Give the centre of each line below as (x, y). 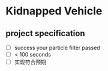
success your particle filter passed (57, 48)
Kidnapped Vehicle (54, 11)
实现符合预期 (30, 62)
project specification (45, 33)
